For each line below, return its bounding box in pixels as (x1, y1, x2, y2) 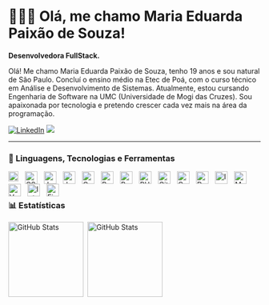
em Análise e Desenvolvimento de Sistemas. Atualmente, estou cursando (8, 83, 250, 93)
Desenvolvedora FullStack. (8, 50, 100, 60)
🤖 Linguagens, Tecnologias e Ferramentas (8, 152, 175, 163)
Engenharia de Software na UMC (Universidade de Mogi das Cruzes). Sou (8, 91, 252, 101)
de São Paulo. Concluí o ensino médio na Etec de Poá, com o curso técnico (8, 74, 257, 84)
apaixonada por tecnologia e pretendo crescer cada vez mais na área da (8, 100, 247, 110)
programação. (8, 108, 55, 118)
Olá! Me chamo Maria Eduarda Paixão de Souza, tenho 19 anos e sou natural (8, 66, 260, 75)
